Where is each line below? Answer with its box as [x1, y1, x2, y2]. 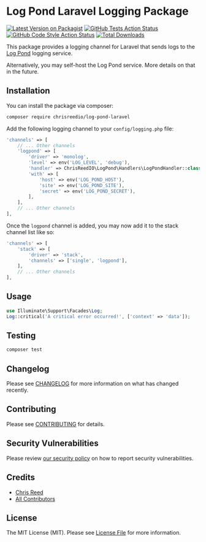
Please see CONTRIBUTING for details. [6, 420, 105, 427]
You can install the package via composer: [6, 102, 113, 109]
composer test [6, 346, 43, 353]
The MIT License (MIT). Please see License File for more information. [6, 529, 181, 536]
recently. [6, 386, 29, 394]
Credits [6, 472, 36, 483]
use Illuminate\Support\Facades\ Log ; [6, 308, 103, 314]
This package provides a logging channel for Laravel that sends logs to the [6, 43, 195, 50]
